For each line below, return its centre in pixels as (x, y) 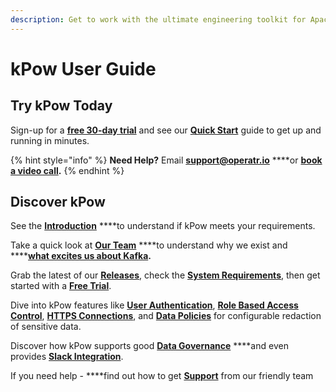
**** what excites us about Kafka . (81, 256)
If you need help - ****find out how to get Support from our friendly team (162, 376)
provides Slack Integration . (67, 357)
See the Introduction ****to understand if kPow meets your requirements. (163, 226)
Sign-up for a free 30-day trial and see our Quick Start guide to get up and (166, 130)
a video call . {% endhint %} (67, 170)
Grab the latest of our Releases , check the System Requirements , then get (165, 275)
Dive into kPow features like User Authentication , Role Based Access (154, 305)
